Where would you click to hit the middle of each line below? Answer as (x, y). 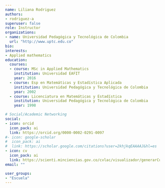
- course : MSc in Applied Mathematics (49, 69)
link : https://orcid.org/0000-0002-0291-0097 (57, 133)
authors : (14, 14)
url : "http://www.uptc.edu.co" (41, 42)
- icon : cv (16, 151)
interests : (16, 51)
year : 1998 (25, 106)
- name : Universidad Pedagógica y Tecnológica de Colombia (67, 37)
